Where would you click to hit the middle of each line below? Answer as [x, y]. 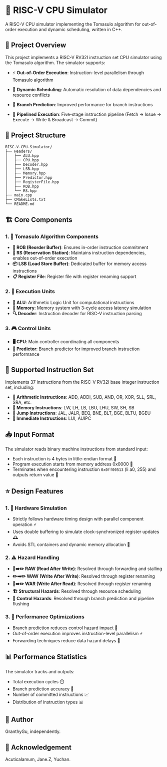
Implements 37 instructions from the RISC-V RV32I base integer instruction [82, 382]
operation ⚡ [24, 525]
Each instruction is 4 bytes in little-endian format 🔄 [64, 459]
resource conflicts [31, 95]
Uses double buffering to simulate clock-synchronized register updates [86, 532]
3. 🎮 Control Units [28, 329]
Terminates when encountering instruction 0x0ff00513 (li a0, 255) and [84, 469]
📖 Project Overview [36, 45]
